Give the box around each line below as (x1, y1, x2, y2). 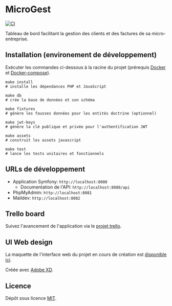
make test (5, 147, 27, 152)
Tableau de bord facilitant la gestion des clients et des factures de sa (5, 30, 151, 36)
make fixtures (5, 106, 36, 111)
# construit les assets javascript (5, 137, 81, 143)
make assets (5, 133, 31, 138)
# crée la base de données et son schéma (5, 97, 95, 103)
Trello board (5, 209, 45, 218)
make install (5, 79, 33, 85)
